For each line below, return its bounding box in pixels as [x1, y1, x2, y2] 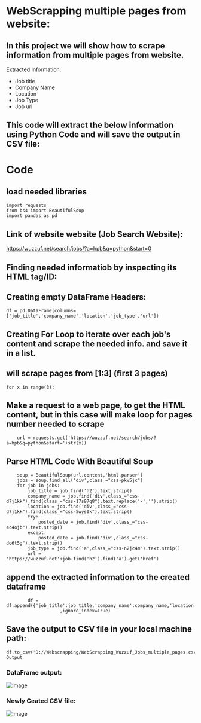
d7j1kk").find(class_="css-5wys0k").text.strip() [6, 509, 133, 515]
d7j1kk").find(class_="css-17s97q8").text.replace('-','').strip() [6, 498, 178, 505]
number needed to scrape [6, 419, 105, 429]
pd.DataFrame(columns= [19, 308, 77, 314]
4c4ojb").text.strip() [6, 524, 63, 530]
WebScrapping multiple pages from [6, 4, 187, 18]
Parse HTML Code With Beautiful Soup [6, 456, 154, 466]
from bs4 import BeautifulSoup [6, 208, 84, 213]
